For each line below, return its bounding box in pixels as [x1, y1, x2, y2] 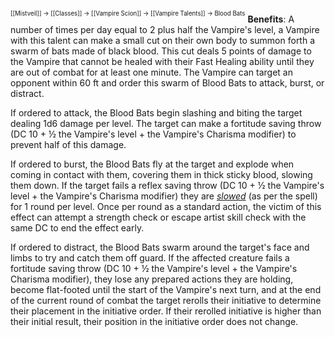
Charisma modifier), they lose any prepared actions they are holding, [10, 273, 294, 285]
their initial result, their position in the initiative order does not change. [10, 315, 299, 327]
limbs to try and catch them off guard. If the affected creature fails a [10, 251, 290, 264]
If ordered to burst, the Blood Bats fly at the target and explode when [10, 158, 295, 170]
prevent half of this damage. [10, 138, 127, 150]
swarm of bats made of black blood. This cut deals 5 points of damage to [10, 45, 312, 57]
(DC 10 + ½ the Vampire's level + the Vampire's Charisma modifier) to [10, 128, 297, 140]
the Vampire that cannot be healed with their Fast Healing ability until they [10, 55, 315, 67]
